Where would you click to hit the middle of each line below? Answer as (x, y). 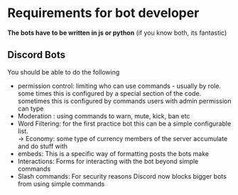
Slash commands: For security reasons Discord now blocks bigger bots (122, 176)
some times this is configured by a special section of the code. (109, 93)
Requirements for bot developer (103, 13)
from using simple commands (61, 184)
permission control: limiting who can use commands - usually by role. (119, 86)
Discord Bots (37, 55)
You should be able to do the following (64, 72)
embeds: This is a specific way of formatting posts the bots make (113, 153)
